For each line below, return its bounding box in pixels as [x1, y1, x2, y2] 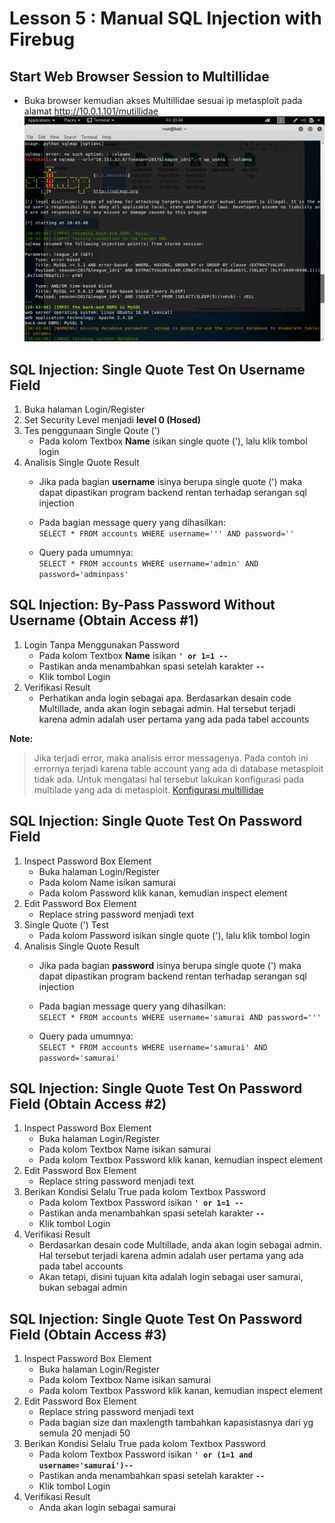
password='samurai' [38, 1053, 121, 1063]
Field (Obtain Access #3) [9, 1326, 167, 1343]
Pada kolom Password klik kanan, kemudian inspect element [38, 887, 288, 899]
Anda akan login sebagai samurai [38, 1502, 176, 1514]
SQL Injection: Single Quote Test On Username [9, 361, 306, 378]
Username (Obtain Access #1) [9, 612, 199, 629]
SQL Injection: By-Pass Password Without [9, 597, 276, 614]
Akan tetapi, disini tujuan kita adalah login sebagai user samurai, [38, 1271, 304, 1283]
